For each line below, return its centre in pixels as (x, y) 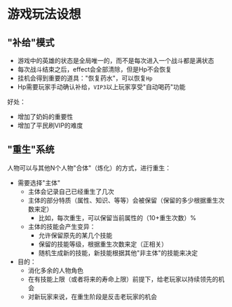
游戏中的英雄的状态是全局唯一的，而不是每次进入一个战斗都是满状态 (116, 61)
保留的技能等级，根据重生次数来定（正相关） (103, 244)
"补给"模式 (31, 42)
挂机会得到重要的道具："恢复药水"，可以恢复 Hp (85, 78)
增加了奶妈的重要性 (45, 117)
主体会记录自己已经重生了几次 (71, 191)
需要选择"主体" (39, 182)
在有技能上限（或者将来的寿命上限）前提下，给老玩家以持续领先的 (123, 279)
